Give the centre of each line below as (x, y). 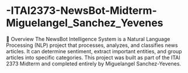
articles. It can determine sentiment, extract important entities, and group (94, 51)
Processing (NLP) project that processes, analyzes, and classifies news (92, 45)
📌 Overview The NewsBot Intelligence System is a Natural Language (88, 39)
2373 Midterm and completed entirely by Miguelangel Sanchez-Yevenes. (94, 63)
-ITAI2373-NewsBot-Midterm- (81, 11)
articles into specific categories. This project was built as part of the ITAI (93, 57)
